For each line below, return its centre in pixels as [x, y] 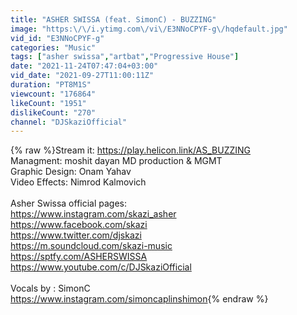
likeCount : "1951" [48, 103]
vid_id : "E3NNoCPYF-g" [57, 38]
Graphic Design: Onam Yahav [71, 172]
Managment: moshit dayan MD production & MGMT [116, 161]
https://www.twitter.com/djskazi [76, 235]
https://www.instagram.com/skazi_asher [93, 214]
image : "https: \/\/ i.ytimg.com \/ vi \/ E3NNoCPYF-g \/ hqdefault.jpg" [149, 29]
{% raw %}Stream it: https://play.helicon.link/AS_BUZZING [131, 150]
